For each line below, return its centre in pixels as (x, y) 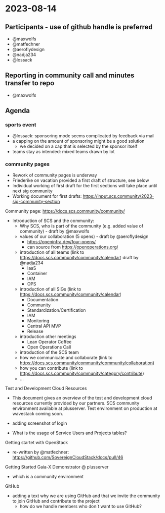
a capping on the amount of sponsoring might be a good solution (78, 141)
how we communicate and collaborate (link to (66, 357)
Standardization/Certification (56, 310)
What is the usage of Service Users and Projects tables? (69, 433)
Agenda (18, 111)
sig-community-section (36, 201)
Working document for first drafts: (47, 196)
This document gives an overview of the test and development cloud (82, 398)
